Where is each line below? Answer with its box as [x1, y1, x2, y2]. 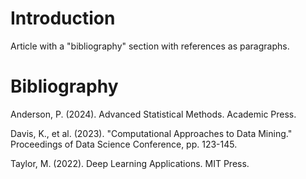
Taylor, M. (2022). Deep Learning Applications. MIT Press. [10, 157, 250, 169]
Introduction [10, 7, 116, 30]
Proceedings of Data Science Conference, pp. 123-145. [10, 138, 238, 150]
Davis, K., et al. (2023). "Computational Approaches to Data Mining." [10, 127, 293, 139]
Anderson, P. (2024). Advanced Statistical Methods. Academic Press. [10, 108, 297, 120]
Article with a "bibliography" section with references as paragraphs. [10, 40, 290, 52]
